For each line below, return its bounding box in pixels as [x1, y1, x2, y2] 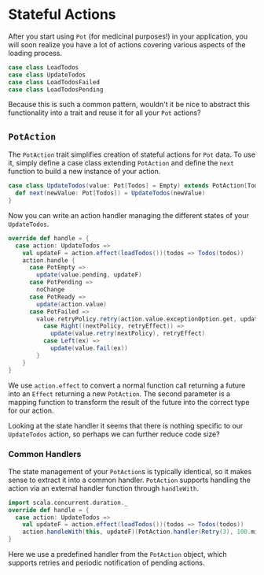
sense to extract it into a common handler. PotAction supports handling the [8, 475, 251, 484]
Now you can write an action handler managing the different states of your [8, 210, 249, 220]
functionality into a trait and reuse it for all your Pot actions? [8, 108, 201, 117]
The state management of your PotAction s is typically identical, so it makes [8, 466, 252, 476]
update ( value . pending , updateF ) [36, 271, 143, 279]
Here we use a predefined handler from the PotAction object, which [8, 550, 227, 559]
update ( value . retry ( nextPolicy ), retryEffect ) [49, 329, 206, 338]
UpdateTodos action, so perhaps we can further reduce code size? [8, 429, 220, 439]
